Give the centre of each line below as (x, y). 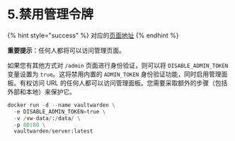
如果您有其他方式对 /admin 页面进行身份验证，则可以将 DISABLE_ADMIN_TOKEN (118, 65)
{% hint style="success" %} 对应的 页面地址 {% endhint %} (93, 35)
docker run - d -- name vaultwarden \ (61, 105)
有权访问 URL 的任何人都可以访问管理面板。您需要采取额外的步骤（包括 (124, 82)
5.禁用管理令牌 (51, 14)
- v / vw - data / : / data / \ (47, 118)
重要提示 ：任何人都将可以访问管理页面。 (66, 50)
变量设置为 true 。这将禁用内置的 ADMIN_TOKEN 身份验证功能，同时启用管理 (114, 74)
